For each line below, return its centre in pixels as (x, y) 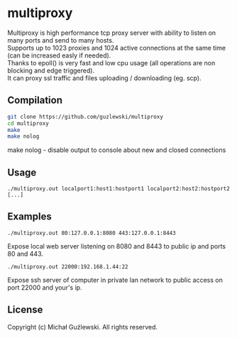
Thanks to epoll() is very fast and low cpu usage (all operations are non (111, 62)
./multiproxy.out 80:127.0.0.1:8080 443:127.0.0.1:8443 (92, 233)
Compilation (35, 100)
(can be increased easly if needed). (59, 55)
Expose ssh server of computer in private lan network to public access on (115, 280)
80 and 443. (26, 253)
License (25, 310)
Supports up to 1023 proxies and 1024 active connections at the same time (116, 48)
